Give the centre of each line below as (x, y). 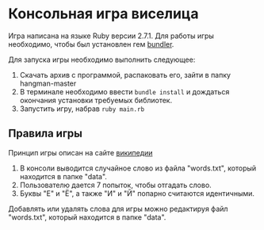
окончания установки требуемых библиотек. (96, 100)
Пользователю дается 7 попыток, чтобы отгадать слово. (115, 185)
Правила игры (46, 134)
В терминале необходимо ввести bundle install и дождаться (124, 91)
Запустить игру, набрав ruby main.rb (82, 109)
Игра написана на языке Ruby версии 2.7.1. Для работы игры (111, 36)
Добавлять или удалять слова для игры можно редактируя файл (118, 209)
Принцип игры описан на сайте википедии (80, 152)
